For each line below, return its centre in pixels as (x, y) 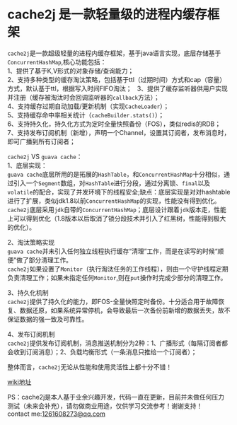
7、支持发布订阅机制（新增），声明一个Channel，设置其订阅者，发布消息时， (119, 132)
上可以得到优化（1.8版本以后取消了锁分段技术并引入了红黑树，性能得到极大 (117, 218)
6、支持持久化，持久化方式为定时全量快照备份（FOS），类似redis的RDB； (114, 124)
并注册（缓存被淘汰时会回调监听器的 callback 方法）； (84, 97)
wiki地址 (19, 382)
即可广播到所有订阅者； (41, 141)
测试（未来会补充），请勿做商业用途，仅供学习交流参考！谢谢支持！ (105, 406)
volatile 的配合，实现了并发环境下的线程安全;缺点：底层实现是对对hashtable (119, 192)
